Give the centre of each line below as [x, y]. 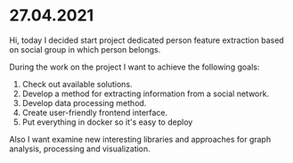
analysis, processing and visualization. [80, 149]
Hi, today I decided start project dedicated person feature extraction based [147, 40]
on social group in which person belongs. [85, 49]
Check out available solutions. [77, 84]
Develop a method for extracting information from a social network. [146, 94]
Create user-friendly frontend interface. [95, 112]
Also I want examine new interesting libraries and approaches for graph [140, 139]
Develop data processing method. [84, 102]
